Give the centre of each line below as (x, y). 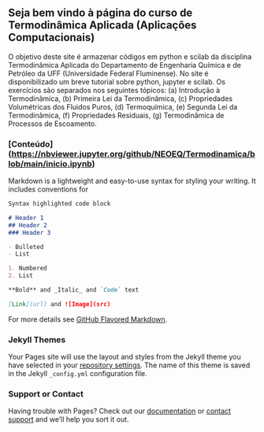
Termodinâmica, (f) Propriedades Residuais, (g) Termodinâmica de (116, 115)
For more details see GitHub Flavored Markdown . (88, 319)
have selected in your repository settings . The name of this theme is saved (129, 365)
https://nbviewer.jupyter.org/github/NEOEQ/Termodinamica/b (134, 154)
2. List (21, 276)
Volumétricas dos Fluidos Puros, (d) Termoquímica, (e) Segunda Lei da (123, 106)
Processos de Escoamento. (52, 123)
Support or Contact (46, 394)
